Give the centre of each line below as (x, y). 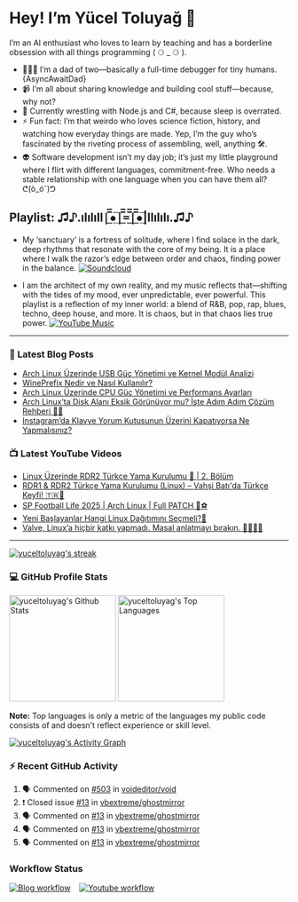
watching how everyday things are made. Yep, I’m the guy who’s (139, 133)
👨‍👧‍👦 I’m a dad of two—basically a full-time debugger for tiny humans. (149, 69)
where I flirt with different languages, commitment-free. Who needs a (149, 170)
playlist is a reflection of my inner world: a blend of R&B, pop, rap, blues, (154, 304)
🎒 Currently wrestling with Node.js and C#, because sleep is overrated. (152, 111)
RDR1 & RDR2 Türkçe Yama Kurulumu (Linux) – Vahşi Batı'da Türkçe (145, 486)
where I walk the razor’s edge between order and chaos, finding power (151, 258)
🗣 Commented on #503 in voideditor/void (99, 788)
